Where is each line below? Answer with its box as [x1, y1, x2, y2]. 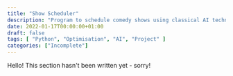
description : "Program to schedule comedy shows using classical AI [7, 17, 209, 23]
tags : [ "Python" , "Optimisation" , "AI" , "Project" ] [7, 36, 166, 43]
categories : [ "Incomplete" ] [7, 42, 89, 49]
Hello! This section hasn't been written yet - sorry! [7, 61, 151, 69]
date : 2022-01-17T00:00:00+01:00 [7, 23, 104, 30]
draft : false [7, 29, 45, 37]
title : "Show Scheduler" [7, 10, 79, 17]
